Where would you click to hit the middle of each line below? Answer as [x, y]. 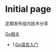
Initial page [28, 9]
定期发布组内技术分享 [27, 23]
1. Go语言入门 [25, 44]
